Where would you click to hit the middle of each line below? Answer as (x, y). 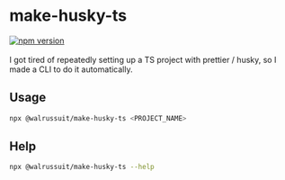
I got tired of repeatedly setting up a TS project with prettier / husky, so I (143, 59)
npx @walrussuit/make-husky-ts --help (82, 167)
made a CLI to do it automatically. (71, 69)
